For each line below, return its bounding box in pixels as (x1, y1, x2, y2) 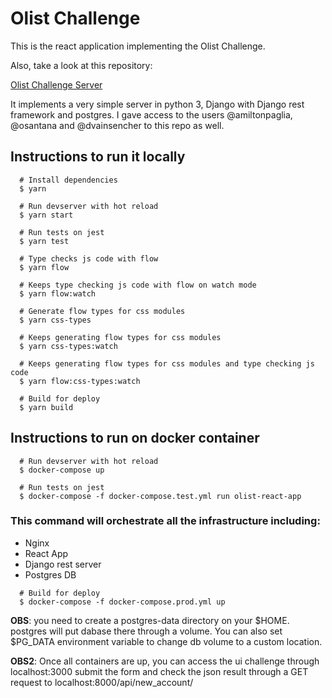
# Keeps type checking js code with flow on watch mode (19, 280, 257, 290)
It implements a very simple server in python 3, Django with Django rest (10, 98, 305, 110)
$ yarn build (19, 402, 74, 412)
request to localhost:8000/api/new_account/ (10, 676, 194, 688)
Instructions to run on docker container (10, 430, 260, 447)
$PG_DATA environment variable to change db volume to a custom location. (10, 635, 323, 647)
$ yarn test (19, 236, 70, 246)
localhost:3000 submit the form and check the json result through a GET (10, 665, 309, 677)
